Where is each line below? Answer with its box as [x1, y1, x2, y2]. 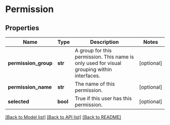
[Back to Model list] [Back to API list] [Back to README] [5, 114, 121, 120]
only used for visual [74, 59, 121, 67]
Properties [5, 24, 39, 32]
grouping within [74, 66, 112, 73]
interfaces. [74, 72, 100, 79]
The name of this [74, 81, 115, 87]
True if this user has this [74, 95, 132, 102]
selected [8, 98, 29, 105]
